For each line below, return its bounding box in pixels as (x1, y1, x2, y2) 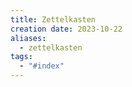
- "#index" (19, 61, 65, 71)
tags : (10, 52, 33, 62)
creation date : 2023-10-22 (10, 24, 123, 34)
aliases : (10, 33, 47, 43)
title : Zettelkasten (10, 14, 97, 25)
